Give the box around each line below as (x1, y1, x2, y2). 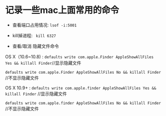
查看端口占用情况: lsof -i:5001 (12, 22, 77, 28)
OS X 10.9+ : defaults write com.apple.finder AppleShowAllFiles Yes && (5, 85, 157, 91)
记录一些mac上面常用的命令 (5, 4, 119, 16)
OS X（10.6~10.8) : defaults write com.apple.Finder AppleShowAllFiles (5, 53, 154, 60)
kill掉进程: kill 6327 (12, 32, 56, 38)
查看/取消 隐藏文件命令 (12, 43, 59, 49)
